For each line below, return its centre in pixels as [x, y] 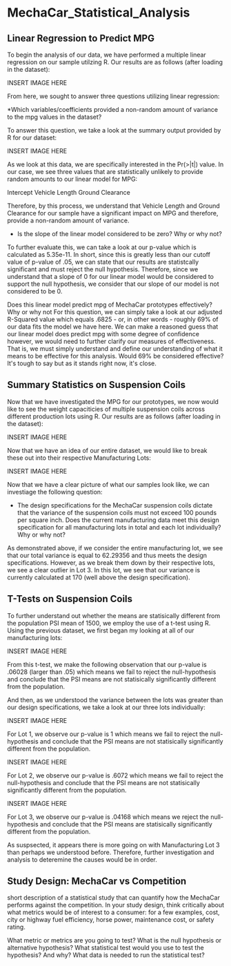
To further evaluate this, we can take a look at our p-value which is [102, 247]
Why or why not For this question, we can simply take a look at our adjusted [115, 312]
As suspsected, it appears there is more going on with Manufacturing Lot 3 [113, 844]
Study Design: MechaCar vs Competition [97, 881]
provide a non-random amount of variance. [68, 220]
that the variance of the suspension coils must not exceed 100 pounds [117, 512]
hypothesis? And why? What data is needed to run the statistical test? [106, 955]
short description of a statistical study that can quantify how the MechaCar [114, 898]
